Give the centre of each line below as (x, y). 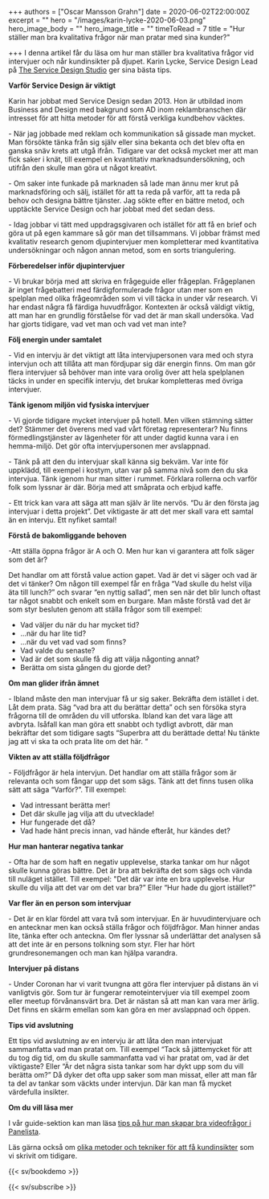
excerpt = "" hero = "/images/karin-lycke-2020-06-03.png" (107, 20)
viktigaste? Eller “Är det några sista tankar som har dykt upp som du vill (126, 1066)
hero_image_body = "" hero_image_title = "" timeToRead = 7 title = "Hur (126, 29)
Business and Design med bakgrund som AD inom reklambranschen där (127, 109)
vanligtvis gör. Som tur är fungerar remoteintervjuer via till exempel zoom (129, 992)
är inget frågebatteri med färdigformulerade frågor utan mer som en (121, 290)
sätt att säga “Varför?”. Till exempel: (67, 790)
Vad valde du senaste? (57, 651)
